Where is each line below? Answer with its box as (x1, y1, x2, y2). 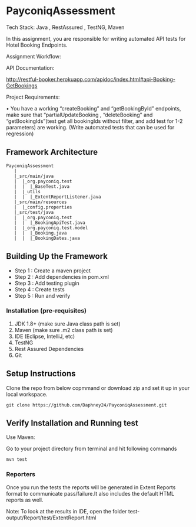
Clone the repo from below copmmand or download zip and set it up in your (6, 384, 190, 391)
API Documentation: (6, 64, 55, 71)
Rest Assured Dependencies (14, 345, 84, 352)
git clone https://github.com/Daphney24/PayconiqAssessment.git (6, 402, 167, 408)
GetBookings (6, 82, 38, 89)
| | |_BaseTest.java (14, 183, 69, 190)
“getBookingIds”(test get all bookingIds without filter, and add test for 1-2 (6, 117, 183, 125)
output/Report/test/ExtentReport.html (6, 514, 97, 521)
